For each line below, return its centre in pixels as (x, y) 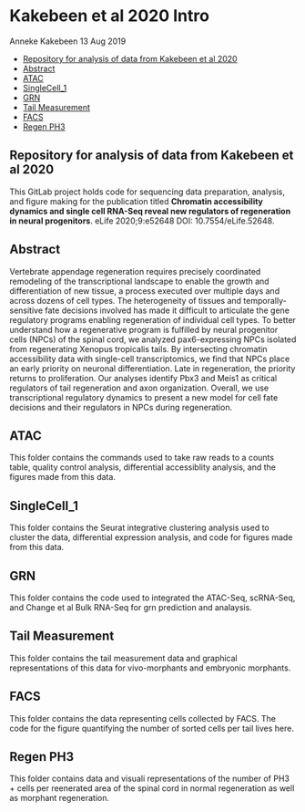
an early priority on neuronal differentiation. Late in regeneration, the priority (152, 368)
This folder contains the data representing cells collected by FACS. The (142, 718)
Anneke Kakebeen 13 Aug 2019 (68, 41)
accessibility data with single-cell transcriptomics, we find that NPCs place (150, 359)
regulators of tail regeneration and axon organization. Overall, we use (139, 388)
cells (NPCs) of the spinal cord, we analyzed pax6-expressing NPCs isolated (153, 339)
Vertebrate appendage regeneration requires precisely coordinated (135, 271)
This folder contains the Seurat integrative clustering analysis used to (140, 528)
